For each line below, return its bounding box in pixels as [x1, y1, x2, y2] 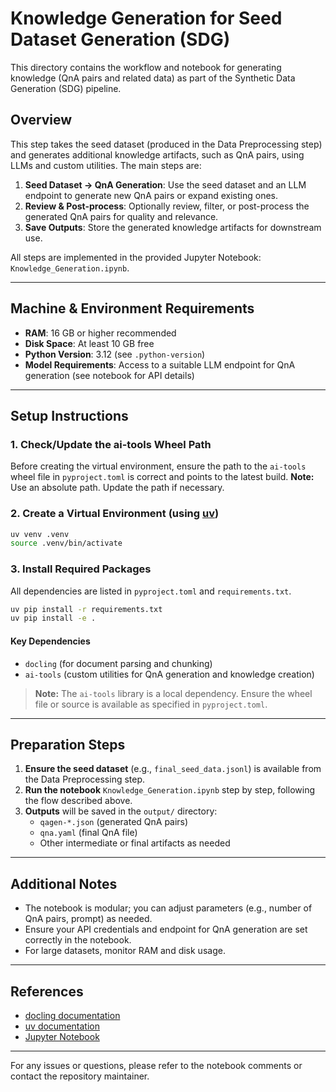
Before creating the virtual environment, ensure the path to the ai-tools [10, 460, 307, 472]
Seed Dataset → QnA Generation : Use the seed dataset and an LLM [24, 178, 307, 191]
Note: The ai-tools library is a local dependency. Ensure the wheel [34, 687, 313, 699]
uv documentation [24, 1020, 100, 1032]
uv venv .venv [10, 529, 70, 539]
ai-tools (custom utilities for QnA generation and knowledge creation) [24, 668, 315, 680]
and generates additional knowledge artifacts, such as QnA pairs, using [10, 148, 305, 161]
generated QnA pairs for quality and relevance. [24, 210, 219, 222]
